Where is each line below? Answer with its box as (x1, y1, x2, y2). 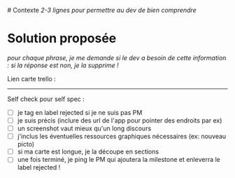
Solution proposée (7, 31, 117, 46)
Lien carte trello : (7, 74, 56, 83)
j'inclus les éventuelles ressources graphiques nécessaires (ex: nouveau (17, 132, 227, 141)
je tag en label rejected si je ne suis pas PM (17, 108, 143, 116)
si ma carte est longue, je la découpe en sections (17, 147, 159, 156)
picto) (17, 140, 35, 149)
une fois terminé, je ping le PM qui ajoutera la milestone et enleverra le (17, 156, 220, 164)
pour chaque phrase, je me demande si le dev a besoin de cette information (7, 53, 227, 62)
